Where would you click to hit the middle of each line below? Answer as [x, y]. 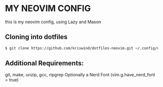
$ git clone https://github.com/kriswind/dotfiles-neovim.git [69, 48]
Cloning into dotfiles [36, 37]
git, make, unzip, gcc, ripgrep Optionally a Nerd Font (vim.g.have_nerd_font [80, 75]
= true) [12, 80]
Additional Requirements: [44, 63]
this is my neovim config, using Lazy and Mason [53, 22]
